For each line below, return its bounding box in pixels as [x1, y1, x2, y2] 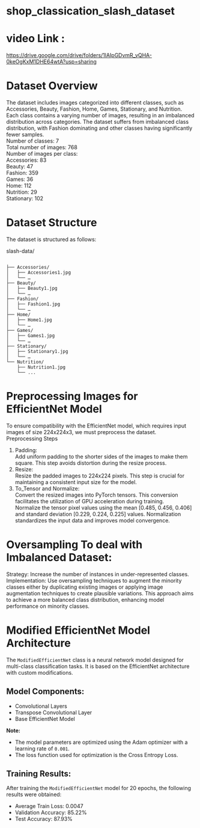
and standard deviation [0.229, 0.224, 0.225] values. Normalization [14, 510, 181, 518]
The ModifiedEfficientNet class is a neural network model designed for [6, 656, 184, 663]
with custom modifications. [6, 669, 73, 676]
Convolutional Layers [14, 702, 67, 710]
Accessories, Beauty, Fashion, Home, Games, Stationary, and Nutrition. [6, 105, 182, 112]
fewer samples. [6, 131, 44, 138]
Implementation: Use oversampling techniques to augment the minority [6, 577, 182, 584]
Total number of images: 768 [6, 144, 78, 151]
